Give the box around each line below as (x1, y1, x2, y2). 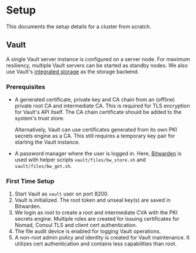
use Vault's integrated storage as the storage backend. (6, 68, 139, 75)
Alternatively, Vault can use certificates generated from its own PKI (14, 126, 178, 133)
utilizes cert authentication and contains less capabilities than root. (14, 240, 177, 247)
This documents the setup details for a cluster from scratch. (6, 23, 152, 30)
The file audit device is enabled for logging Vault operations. (14, 228, 161, 235)
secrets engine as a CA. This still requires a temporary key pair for (14, 133, 175, 140)
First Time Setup (6, 177, 55, 185)
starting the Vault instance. (14, 139, 81, 146)
